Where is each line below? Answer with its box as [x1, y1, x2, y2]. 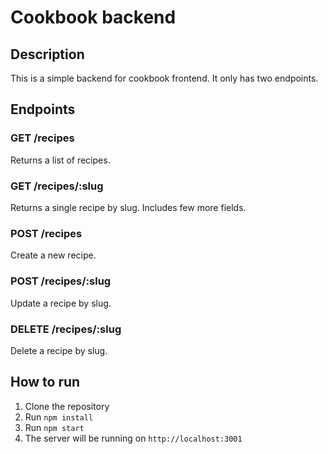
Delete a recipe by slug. [10, 344, 108, 356]
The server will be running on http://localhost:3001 [24, 432, 243, 444]
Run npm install [24, 411, 94, 423]
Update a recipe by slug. [10, 297, 112, 309]
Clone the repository [24, 400, 110, 412]
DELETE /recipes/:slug [10, 322, 122, 336]
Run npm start [24, 421, 85, 433]
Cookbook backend [10, 6, 177, 29]
